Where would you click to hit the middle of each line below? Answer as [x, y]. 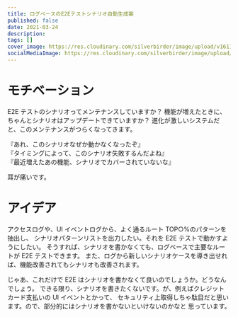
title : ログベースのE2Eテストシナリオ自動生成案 [71, 14]
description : [27, 34]
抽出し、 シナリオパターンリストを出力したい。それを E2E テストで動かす [115, 238]
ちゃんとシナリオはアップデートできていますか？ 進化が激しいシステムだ [114, 120]
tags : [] [20, 40]
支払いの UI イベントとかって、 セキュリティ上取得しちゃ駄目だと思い [127, 297]
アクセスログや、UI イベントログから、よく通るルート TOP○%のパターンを [117, 229]
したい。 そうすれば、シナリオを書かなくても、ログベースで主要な [116, 247]
